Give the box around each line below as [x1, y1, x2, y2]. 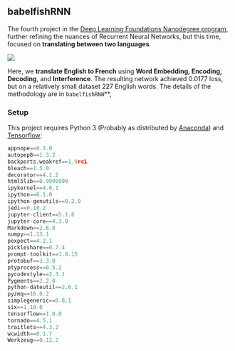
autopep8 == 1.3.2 [7, 151, 56, 159]
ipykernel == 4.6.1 [7, 184, 59, 192]
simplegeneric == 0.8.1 [7, 297, 72, 305]
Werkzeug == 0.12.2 [7, 337, 59, 344]
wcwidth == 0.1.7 [7, 330, 53, 337]
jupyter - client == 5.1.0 [7, 211, 75, 218]
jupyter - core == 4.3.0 [7, 217, 69, 225]
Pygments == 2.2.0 [7, 277, 56, 284]
